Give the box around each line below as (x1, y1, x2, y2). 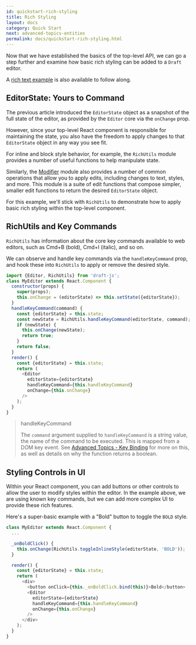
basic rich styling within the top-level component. (6, 204, 127, 211)
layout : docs (6, 19, 38, 25)
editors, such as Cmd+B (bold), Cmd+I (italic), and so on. (6, 243, 144, 250)
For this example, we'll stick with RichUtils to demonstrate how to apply (6, 198, 181, 205)
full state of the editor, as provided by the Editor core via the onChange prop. (6, 115, 190, 122)
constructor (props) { (11, 283, 65, 289)
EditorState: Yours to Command (6, 93, 125, 103)
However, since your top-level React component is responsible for (6, 126, 167, 133)
